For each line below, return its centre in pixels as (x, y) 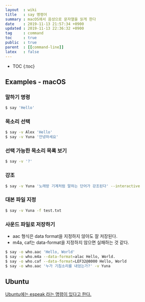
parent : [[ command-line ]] (35, 47)
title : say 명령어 (26, 15)
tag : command (24, 33)
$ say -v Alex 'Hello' (29, 132)
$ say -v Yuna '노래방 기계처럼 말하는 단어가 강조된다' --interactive (73, 186)
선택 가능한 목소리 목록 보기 (36, 151)
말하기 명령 (18, 97)
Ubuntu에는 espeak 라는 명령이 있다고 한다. (48, 294)
